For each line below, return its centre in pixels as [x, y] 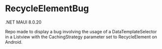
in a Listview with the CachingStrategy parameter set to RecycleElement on [81, 37]
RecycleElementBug [47, 9]
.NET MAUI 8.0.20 [23, 22]
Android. [14, 42]
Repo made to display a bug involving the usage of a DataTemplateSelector [81, 31]
